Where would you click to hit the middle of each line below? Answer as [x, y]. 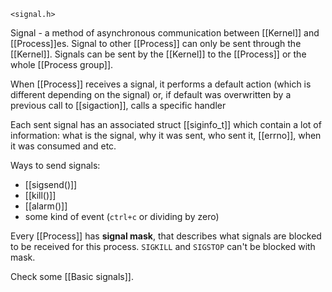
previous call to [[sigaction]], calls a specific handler [118, 105]
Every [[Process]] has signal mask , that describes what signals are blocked [166, 236]
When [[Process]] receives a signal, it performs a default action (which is [161, 84]
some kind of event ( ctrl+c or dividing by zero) [122, 216]
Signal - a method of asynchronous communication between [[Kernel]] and [165, 33]
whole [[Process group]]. [62, 64]
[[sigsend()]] [51, 184]
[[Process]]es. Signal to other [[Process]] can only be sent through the [156, 43]
